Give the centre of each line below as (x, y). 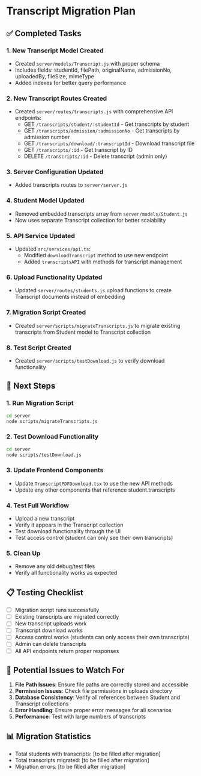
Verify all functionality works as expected (66, 573)
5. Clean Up (23, 553)
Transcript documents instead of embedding (70, 297)
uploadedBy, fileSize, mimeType (55, 76)
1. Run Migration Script (40, 403)
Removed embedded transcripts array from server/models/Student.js (101, 214)
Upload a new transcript (45, 519)
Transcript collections (42, 704)
